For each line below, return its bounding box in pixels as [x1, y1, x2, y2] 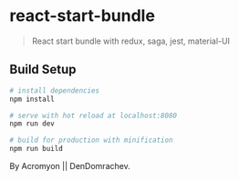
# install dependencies [9, 85, 100, 95]
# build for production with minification [9, 135, 173, 145]
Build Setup [9, 62, 77, 77]
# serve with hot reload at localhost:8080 [9, 111, 178, 120]
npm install [9, 95, 55, 104]
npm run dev [9, 119, 55, 128]
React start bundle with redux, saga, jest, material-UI [31, 35, 231, 46]
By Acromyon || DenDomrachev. [9, 161, 130, 171]
